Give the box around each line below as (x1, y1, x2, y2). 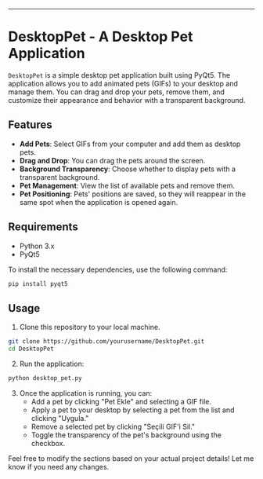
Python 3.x (19, 241, 55, 250)
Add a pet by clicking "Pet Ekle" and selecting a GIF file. (31, 397, 211, 406)
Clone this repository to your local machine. (19, 323, 160, 332)
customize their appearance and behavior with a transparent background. (8, 95, 246, 104)
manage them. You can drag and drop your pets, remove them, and (8, 87, 225, 97)
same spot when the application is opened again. (19, 197, 178, 207)
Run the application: (19, 359, 85, 368)
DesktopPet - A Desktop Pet (8, 28, 193, 46)
